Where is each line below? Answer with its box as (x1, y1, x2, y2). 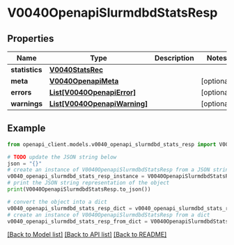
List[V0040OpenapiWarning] (49, 99, 148, 109)
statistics (10, 65, 42, 74)
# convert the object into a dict (7, 198, 108, 205)
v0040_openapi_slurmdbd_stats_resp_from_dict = (7, 218, 148, 225)
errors (10, 88, 32, 97)
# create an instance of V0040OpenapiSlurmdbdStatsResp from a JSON (7, 166, 210, 173)
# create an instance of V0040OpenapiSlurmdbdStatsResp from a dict (7, 211, 210, 219)
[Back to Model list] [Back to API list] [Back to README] (7, 230, 167, 239)
